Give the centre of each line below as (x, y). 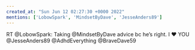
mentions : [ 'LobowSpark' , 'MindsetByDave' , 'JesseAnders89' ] (84, 17)
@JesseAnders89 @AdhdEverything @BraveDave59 (71, 40)
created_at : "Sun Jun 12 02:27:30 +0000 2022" (65, 12)
